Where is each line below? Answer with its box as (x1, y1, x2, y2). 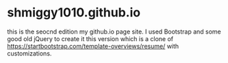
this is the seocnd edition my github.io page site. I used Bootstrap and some (7, 27, 221, 36)
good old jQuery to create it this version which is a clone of (7, 34, 174, 42)
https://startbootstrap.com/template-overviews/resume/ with (7, 42, 179, 50)
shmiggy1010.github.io (7, 5, 141, 21)
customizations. (7, 49, 52, 58)
